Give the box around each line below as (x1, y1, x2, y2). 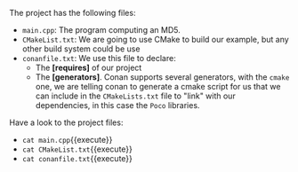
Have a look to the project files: (9, 117, 124, 128)
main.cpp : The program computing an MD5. (21, 25, 181, 35)
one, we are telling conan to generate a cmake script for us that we (35, 82, 281, 91)
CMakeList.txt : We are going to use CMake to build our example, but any (21, 35, 289, 44)
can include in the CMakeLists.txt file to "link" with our (35, 90, 236, 101)
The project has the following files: (9, 8, 136, 18)
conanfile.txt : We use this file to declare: (21, 53, 176, 63)
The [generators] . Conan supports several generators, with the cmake (35, 72, 290, 82)
